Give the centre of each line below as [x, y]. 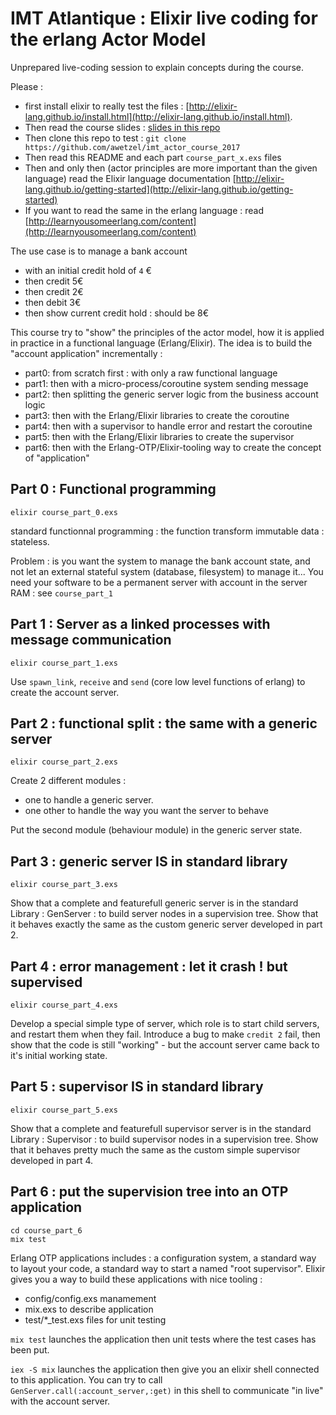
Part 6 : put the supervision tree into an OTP [149, 1192]
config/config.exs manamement [90, 1298]
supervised [46, 982]
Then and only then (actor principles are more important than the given [171, 168]
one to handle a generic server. [89, 800]
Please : [27, 86]
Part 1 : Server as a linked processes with [140, 624]
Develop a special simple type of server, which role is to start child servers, [165, 1023]
